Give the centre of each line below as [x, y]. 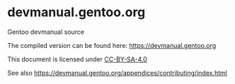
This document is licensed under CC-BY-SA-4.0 [77, 59]
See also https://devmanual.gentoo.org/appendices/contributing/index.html [117, 73]
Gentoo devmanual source [46, 32]
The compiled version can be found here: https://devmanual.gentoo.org [112, 45]
